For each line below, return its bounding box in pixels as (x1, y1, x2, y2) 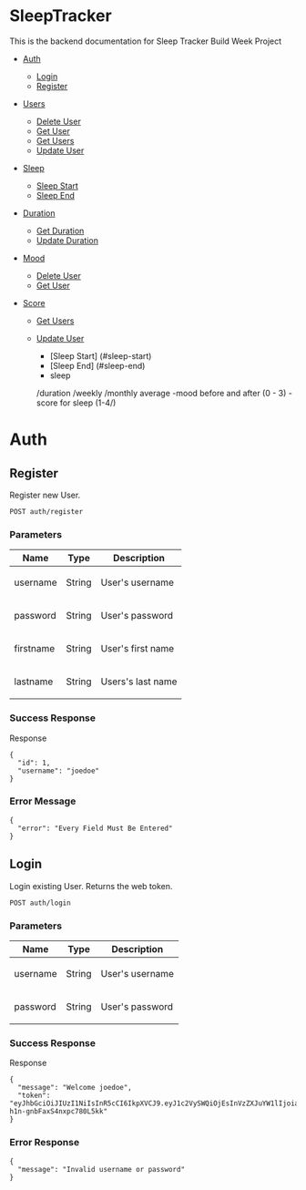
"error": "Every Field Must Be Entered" (17, 824, 173, 833)
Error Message (9, 795, 76, 807)
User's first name (100, 642, 175, 655)
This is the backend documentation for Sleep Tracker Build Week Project (9, 36, 282, 46)
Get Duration (36, 225, 85, 236)
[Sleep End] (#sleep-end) (49, 360, 146, 371)
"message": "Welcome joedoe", (17, 1083, 132, 1093)
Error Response (9, 1136, 80, 1149)
